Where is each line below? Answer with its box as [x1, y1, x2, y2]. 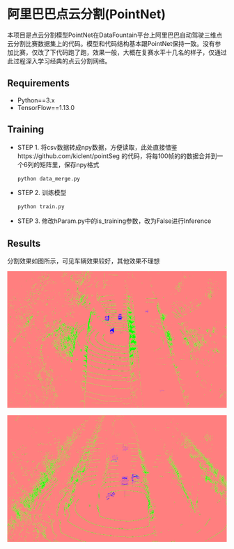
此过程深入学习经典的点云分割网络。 [7, 56, 111, 65]
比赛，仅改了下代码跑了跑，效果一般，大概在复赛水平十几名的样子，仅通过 [13, 48, 227, 56]
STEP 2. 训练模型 [17, 189, 67, 197]
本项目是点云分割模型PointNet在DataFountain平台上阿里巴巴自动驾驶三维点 [7, 31, 223, 39]
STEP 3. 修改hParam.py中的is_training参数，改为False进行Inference [17, 217, 212, 225]
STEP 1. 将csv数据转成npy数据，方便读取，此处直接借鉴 [17, 143, 178, 151]
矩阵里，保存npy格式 [39, 160, 100, 169]
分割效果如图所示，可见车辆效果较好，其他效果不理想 [7, 257, 160, 265]
